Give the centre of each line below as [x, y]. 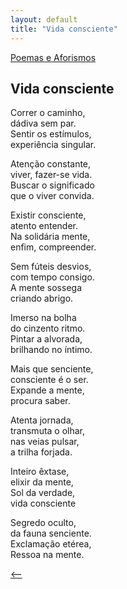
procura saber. [40, 401]
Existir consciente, [48, 215]
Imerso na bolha [43, 318]
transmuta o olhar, [48, 431]
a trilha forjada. [41, 452]
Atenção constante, [51, 164]
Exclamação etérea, [51, 544]
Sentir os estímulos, [51, 134]
